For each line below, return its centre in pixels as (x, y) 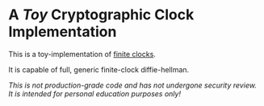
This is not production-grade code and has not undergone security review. (132, 85)
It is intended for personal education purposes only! (95, 93)
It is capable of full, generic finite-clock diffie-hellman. (99, 69)
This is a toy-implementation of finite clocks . (82, 54)
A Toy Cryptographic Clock (101, 15)
